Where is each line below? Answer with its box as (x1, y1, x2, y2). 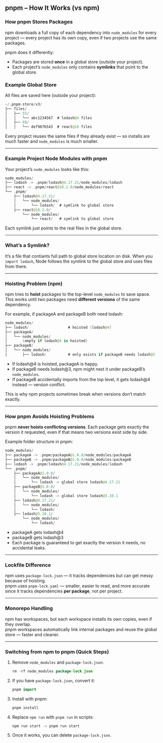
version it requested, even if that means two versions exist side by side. (5, 429, 148, 435)
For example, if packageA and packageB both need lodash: (5, 311, 123, 317)
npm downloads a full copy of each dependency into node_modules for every (5, 29, 157, 36)
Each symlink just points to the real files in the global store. (5, 225, 123, 231)
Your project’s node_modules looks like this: (5, 166, 90, 172)
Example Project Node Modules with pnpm (5, 155, 108, 162)
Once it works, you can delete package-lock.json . (12, 732, 112, 738)
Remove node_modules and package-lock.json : (12, 659, 104, 665)
